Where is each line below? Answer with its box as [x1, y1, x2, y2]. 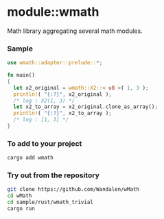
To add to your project [7, 138, 82, 148]
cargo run [7, 205, 36, 212]
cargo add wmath [7, 155, 54, 162]
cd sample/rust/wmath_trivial [7, 199, 94, 206]
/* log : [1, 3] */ [13, 116, 69, 123]
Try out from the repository [7, 170, 99, 180]
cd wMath [7, 192, 32, 199]
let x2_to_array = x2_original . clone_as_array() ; [13, 103, 158, 110]
